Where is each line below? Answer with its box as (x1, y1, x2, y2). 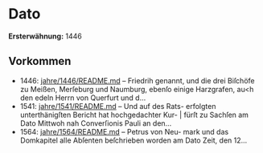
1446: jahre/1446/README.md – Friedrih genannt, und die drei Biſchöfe (19, 75, 255, 85)
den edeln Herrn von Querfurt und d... (19, 93, 146, 103)
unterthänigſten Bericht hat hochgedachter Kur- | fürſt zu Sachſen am (19, 110, 249, 119)
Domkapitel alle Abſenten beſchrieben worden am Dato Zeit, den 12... (19, 135, 248, 145)
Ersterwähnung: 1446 (8, 31, 82, 41)
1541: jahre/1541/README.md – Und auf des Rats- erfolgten (19, 101, 216, 111)
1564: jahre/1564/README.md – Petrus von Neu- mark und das (19, 127, 229, 136)
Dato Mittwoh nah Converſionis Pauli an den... (19, 118, 172, 128)
